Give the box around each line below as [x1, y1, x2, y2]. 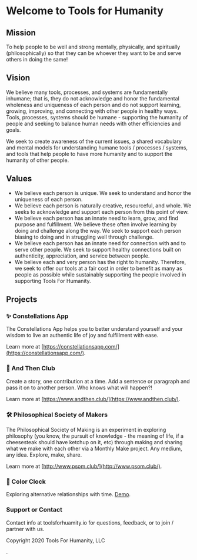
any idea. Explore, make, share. [6, 451, 82, 458]
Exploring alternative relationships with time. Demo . [6, 491, 131, 498]
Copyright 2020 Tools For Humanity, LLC [6, 536, 105, 544]
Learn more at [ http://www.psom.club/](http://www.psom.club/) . [6, 463, 162, 470]
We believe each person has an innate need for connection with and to [14, 239, 186, 246]
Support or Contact [6, 506, 63, 514]
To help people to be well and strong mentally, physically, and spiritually [6, 43, 181, 50]
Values [6, 174, 32, 184]
